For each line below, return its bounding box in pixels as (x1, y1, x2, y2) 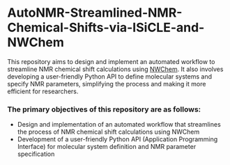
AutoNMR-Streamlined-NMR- (7, 5, 183, 21)
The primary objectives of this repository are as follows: (7, 104, 201, 114)
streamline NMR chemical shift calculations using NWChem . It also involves (7, 65, 224, 73)
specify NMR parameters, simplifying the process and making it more (7, 79, 206, 88)
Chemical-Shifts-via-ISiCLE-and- (7, 19, 205, 36)
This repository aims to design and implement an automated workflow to (7, 57, 215, 65)
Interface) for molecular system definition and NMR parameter (17, 143, 197, 151)
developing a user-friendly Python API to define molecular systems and (7, 72, 213, 81)
